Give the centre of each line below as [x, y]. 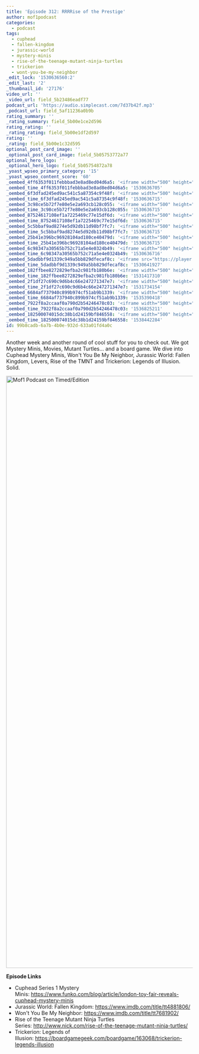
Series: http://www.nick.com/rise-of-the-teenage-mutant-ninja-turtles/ [101, 1026]
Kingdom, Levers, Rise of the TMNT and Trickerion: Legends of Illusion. [93, 361]
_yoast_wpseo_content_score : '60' [49, 177]
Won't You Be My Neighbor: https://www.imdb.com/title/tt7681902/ [97, 1013]
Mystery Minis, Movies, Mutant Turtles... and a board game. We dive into [95, 348]
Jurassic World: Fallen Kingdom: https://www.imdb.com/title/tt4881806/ [102, 1007]
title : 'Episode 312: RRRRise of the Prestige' [66, 12]
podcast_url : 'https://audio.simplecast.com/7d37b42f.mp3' [81, 105]
